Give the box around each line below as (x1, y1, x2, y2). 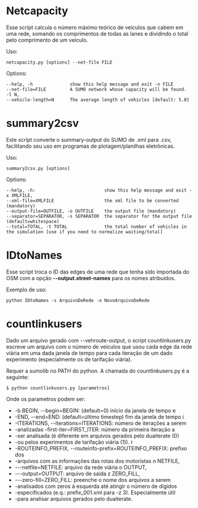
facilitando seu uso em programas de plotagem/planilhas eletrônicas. (6, 142, 175, 150)
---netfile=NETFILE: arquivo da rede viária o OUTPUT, (14, 463, 147, 471)
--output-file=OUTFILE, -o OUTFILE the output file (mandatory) (6, 208, 177, 214)
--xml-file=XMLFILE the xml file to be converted (6, 198, 179, 204)
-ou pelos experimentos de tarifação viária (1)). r (14, 438, 133, 446)
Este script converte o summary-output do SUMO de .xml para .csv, (6, 136, 172, 143)
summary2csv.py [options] (6, 165, 70, 172)
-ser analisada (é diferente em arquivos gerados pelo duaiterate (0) (14, 432, 180, 439)
